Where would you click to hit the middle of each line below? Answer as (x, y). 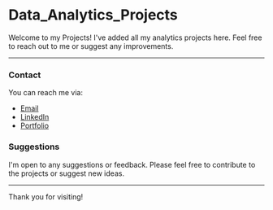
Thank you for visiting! (46, 196)
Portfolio (35, 126)
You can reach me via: (46, 93)
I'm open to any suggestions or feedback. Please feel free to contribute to (132, 164)
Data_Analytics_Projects (93, 15)
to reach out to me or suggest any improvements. (91, 46)
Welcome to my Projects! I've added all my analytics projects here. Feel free (135, 37)
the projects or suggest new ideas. (66, 173)
